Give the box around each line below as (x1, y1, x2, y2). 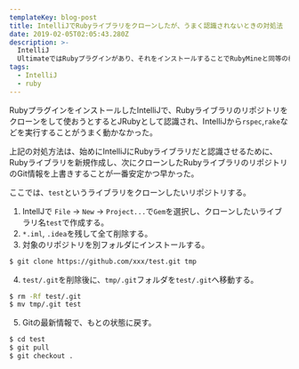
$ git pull (9, 343, 50, 352)
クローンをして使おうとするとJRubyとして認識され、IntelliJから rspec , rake (9, 116, 280, 126)
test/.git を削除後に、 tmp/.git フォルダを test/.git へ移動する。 (21, 274, 259, 285)
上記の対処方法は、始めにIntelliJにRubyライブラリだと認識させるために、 (9, 146, 278, 156)
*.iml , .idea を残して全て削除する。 (21, 228, 153, 238)
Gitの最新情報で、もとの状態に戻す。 (21, 317, 157, 328)
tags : (9, 63, 29, 72)
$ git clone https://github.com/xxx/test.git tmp (9, 257, 198, 266)
